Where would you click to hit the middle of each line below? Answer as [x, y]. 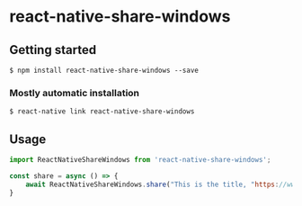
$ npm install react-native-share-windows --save [104, 70]
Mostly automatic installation [75, 93]
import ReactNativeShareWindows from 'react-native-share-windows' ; [140, 160]
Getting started [53, 50]
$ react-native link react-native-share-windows [102, 112]
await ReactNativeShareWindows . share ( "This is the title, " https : [152, 184]
